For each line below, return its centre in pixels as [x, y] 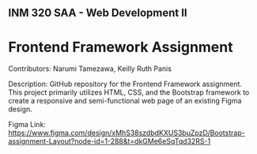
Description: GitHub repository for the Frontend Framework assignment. [125, 84]
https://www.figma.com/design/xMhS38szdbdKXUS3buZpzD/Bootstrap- [127, 133]
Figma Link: [27, 125]
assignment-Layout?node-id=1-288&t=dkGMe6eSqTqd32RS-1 [110, 141]
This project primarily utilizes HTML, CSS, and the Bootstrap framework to [129, 92]
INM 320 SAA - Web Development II [98, 13]
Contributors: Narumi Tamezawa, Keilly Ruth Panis [90, 69]
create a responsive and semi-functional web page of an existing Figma [125, 101]
